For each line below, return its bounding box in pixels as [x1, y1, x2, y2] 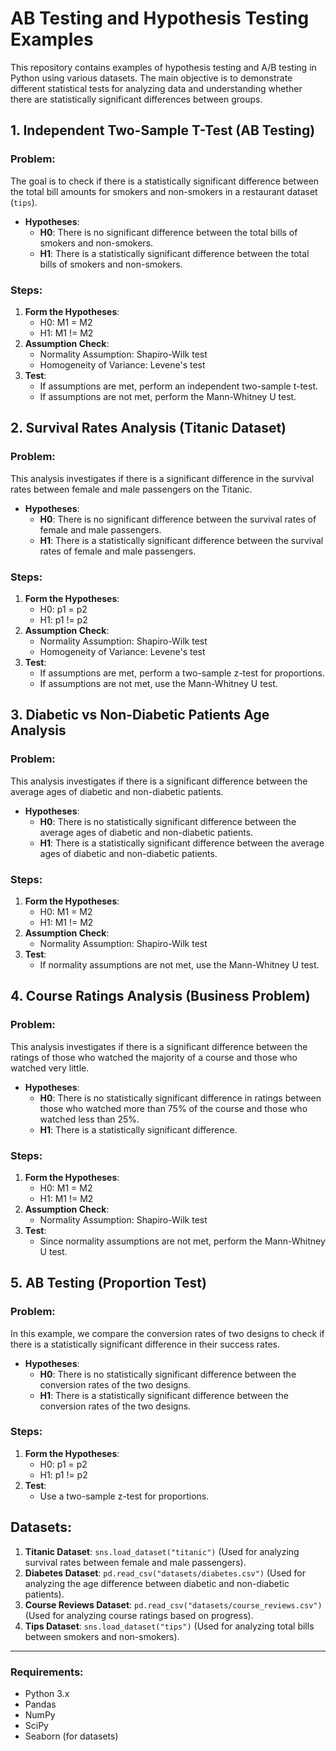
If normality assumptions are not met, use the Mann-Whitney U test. [39, 958, 320, 971]
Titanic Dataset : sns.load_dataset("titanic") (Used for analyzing [24, 1545, 300, 1557]
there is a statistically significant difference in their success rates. [10, 1338, 280, 1350]
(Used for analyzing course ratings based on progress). [24, 1609, 254, 1621]
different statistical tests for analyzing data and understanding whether [10, 82, 303, 94]
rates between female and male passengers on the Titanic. [10, 483, 253, 495]
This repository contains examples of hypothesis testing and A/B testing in [10, 61, 317, 73]
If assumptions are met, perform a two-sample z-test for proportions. [39, 667, 326, 679]
